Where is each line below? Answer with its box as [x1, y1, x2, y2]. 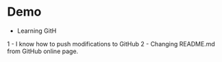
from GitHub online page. [7, 47, 79, 55]
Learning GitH [16, 27, 57, 35]
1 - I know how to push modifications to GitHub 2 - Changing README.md [7, 40, 216, 48]
